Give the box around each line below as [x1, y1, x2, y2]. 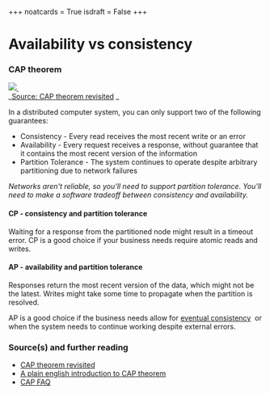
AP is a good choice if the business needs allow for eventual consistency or [8, 312, 263, 322]
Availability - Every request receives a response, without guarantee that [19, 140, 259, 150]
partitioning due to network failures [19, 166, 137, 176]
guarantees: [8, 116, 49, 126]
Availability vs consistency [8, 36, 193, 53]
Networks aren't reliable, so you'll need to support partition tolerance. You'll [8, 182, 262, 191]
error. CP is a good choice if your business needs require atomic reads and [8, 235, 259, 245]
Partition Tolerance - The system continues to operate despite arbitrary [19, 157, 258, 167]
